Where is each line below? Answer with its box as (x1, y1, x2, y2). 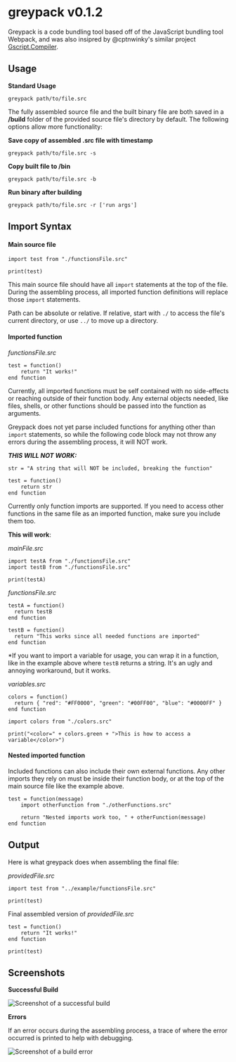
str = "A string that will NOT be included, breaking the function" (8, 465, 213, 472)
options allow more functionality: (8, 122, 103, 131)
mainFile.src (8, 544, 44, 552)
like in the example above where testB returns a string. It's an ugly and (8, 658, 213, 667)
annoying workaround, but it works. (8, 666, 111, 674)
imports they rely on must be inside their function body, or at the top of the (8, 774, 224, 783)
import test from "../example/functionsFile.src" (8, 885, 157, 892)
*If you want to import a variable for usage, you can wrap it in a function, (8, 651, 219, 660)
